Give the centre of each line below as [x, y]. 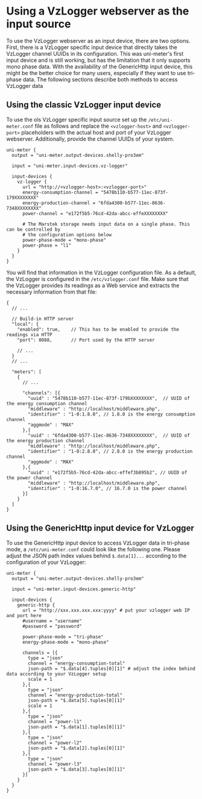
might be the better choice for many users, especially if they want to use [96, 73]
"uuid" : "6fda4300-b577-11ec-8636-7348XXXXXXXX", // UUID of [109, 435]
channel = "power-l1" [55, 721]
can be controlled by [33, 229]
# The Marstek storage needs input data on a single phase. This [106, 224]
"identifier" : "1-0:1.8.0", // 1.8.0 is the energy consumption [112, 414]
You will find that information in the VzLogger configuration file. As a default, [101, 272]
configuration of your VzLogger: [46, 562]
